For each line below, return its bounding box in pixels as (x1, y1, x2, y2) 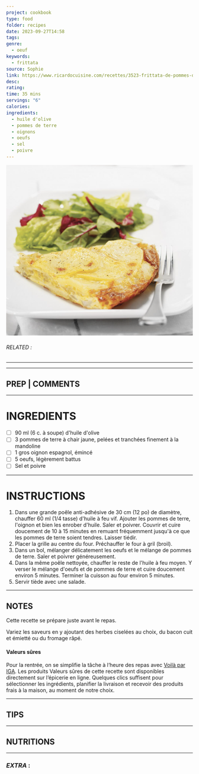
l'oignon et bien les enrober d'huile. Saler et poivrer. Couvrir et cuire (14, 521, 181, 528)
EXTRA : (6, 762, 31, 769)
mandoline (14, 443, 41, 450)
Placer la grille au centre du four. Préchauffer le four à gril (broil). (14, 540, 173, 548)
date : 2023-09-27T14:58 (6, 29, 65, 34)
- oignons (11, 128, 36, 135)
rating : (6, 85, 25, 91)
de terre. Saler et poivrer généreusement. (14, 553, 117, 560)
